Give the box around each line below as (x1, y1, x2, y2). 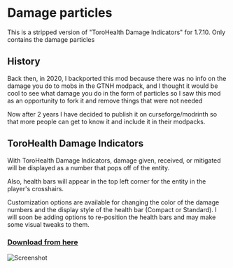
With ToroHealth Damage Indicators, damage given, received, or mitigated (7, 156, 222, 165)
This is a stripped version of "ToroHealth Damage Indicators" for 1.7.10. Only (7, 28, 226, 36)
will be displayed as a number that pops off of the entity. (7, 163, 170, 172)
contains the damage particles (7, 35, 95, 43)
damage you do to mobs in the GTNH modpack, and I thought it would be (7, 82, 218, 90)
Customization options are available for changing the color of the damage (7, 198, 220, 207)
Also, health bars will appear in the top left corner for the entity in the (7, 177, 206, 186)
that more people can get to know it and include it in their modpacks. (7, 117, 206, 126)
